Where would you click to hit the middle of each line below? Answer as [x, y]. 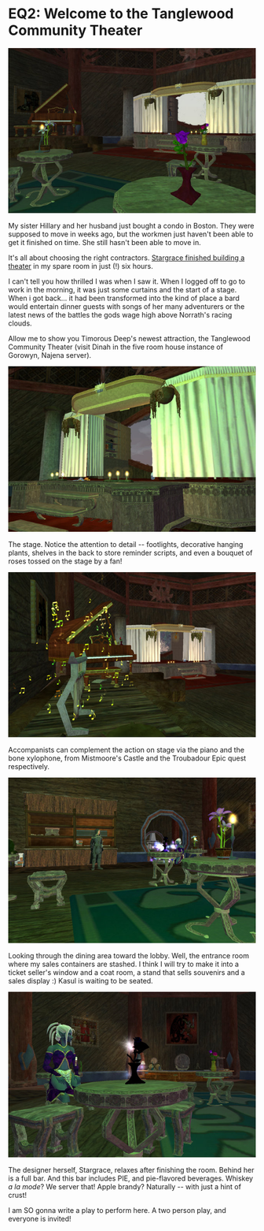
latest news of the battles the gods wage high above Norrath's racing [120, 315]
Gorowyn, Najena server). [50, 355]
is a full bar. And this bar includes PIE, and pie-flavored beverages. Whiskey [131, 1178]
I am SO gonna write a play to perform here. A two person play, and [117, 1211]
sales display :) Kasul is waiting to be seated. [81, 980]
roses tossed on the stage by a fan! [65, 561]
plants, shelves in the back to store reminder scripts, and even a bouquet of [130, 552]
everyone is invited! [40, 1219]
